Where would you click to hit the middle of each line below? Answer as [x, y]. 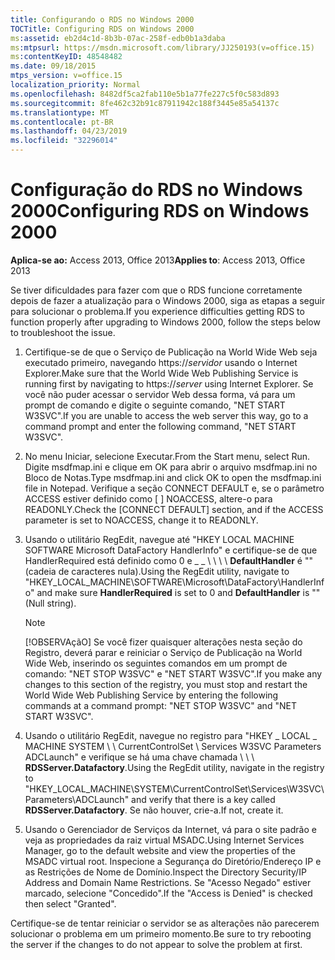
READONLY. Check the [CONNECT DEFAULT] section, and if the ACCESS [174, 509]
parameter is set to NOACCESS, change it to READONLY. [141, 520]
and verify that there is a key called [203, 799]
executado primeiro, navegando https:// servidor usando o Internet [161, 362]
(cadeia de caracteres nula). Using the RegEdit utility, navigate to [157, 571]
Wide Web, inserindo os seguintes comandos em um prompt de [156, 663]
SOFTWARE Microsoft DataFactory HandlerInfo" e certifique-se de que [171, 550]
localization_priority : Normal [75, 85]
